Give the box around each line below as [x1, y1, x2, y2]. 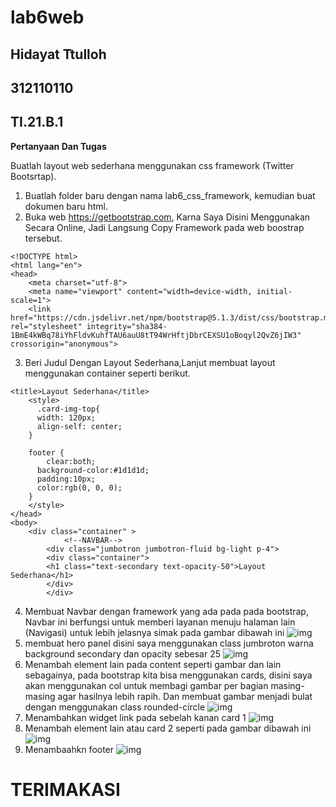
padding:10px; [36, 474, 97, 484]
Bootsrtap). [10, 170, 57, 182]
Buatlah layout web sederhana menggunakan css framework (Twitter [10, 159, 295, 171]
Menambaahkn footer [24, 743, 115, 755]
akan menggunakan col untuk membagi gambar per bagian [24, 679, 269, 691]
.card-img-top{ [36, 404, 101, 414]
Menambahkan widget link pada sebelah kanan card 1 [24, 711, 247, 723]
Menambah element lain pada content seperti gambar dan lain [24, 658, 282, 670]
